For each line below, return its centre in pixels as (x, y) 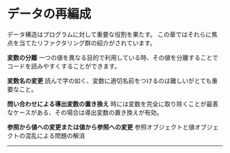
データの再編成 (49, 14)
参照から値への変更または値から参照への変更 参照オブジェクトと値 (101, 127)
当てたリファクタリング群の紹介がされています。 (87, 43)
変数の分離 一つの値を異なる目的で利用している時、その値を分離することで (113, 57)
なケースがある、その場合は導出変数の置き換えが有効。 (85, 112)
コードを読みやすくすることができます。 (64, 66)
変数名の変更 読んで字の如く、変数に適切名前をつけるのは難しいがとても (110, 80)
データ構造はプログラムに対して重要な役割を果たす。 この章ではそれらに (110, 34)
